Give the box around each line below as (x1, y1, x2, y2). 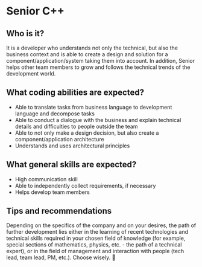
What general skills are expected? (6, 159, 137, 170)
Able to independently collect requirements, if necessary (14, 182, 156, 189)
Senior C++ (6, 4, 65, 18)
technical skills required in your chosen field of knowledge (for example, (6, 234, 186, 242)
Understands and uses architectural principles (14, 142, 130, 149)
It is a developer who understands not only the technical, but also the (6, 44, 178, 51)
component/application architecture (14, 135, 104, 143)
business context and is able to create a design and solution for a (6, 51, 168, 58)
